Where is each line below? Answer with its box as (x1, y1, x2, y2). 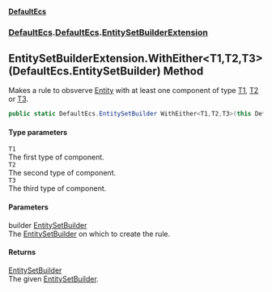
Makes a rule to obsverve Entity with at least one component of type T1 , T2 (8, 86, 259, 95)
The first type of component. (8, 152, 105, 162)
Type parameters (8, 127, 68, 137)
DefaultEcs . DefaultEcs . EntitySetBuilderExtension (8, 27, 209, 38)
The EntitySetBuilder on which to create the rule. (8, 229, 171, 239)
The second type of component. (8, 168, 116, 178)
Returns (8, 248, 36, 257)
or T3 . (8, 94, 29, 104)
